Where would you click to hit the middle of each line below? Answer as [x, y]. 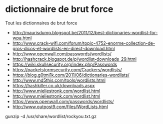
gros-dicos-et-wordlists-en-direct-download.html [63, 48]
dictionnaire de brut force [59, 9]
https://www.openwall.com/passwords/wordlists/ [63, 101]
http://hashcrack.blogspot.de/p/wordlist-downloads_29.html [74, 59]
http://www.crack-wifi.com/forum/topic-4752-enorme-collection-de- [84, 43]
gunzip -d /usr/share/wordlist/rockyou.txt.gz [51, 116]
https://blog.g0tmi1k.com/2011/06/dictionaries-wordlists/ [71, 75]
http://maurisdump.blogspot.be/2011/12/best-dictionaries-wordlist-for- [85, 32]
